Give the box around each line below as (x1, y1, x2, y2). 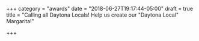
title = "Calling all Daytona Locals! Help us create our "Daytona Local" (6, 11, 179, 18)
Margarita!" (6, 18, 34, 24)
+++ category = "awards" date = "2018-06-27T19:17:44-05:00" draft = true (6, 5, 194, 12)
